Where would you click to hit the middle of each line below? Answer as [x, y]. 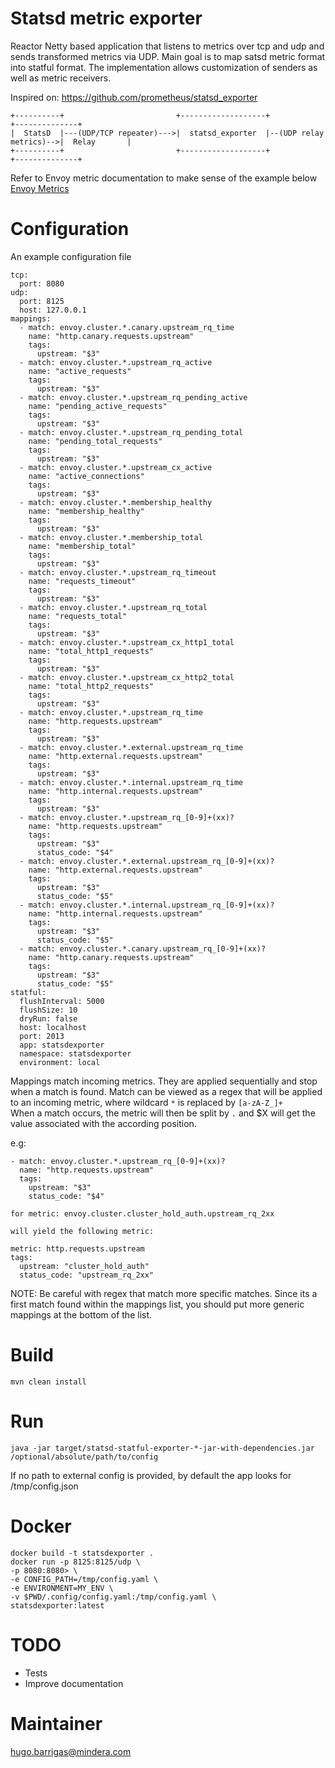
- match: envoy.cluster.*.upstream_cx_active [116, 467]
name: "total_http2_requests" [91, 686]
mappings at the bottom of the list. [81, 1314]
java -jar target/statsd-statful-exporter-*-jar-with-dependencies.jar [162, 1448]
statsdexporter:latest [57, 1605]
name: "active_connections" [86, 476]
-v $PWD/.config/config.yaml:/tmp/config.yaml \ [113, 1597]
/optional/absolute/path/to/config [84, 1457]
